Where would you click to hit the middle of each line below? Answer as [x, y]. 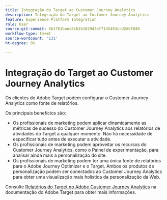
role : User [17, 24]
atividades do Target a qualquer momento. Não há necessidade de [82, 133]
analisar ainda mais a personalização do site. [60, 155]
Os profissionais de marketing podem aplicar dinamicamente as [79, 123]
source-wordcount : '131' [32, 39]
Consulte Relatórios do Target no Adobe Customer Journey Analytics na [81, 187]
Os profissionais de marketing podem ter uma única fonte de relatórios [87, 160]
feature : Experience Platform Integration [51, 19]
